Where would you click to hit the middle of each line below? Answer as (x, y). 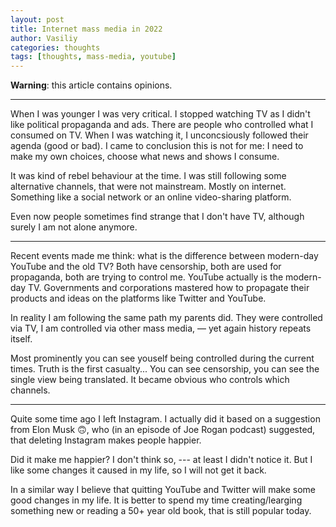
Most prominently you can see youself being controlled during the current (162, 358)
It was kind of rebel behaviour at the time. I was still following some (148, 176)
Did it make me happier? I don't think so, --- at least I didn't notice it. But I (161, 460)
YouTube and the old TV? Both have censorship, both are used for (146, 267)
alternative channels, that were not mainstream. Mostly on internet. (148, 187)
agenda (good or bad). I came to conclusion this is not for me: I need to (157, 146)
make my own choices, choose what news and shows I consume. (145, 157)
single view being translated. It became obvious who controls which (150, 380)
